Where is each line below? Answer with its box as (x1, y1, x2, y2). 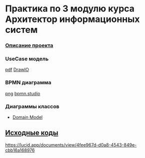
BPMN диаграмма (5, 79, 51, 86)
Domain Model (12, 114, 43, 120)
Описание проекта (5, 42, 53, 49)
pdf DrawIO (5, 67, 29, 73)
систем (5, 24, 38, 35)
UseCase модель (5, 55, 49, 62)
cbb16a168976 (5, 147, 35, 153)
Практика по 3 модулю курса (5, 3, 135, 14)
